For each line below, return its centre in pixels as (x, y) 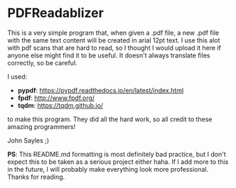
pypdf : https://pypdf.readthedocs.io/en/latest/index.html (101, 90)
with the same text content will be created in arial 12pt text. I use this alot (114, 40)
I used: (17, 77)
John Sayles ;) (28, 140)
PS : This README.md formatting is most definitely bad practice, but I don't (117, 154)
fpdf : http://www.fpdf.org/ (56, 98)
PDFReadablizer (56, 13)
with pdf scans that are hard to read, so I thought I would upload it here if (114, 48)
